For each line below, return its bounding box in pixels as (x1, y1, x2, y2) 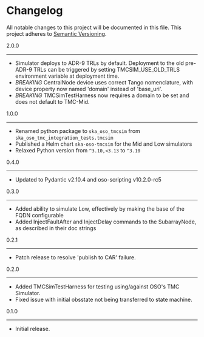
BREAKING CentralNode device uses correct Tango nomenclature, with (15, 78, 193, 86)
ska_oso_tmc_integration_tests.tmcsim (15, 135, 114, 141)
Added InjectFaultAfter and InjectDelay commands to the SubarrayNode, (15, 218, 197, 225)
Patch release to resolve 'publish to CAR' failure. (15, 253, 137, 261)
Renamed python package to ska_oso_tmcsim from (15, 127, 141, 134)
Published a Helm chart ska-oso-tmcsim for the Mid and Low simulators (15, 140, 192, 148)
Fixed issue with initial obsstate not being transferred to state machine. (15, 296, 192, 303)
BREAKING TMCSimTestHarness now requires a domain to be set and (15, 92, 189, 99)
